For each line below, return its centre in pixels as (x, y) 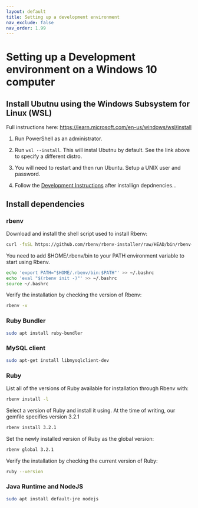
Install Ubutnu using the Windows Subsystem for (98, 104)
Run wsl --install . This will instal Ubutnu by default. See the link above (102, 150)
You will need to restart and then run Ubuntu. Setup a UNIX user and (98, 168)
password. (27, 174)
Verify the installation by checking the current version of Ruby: (82, 461)
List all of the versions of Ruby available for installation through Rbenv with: (97, 388)
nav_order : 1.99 (26, 28)
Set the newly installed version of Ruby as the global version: (80, 438)
